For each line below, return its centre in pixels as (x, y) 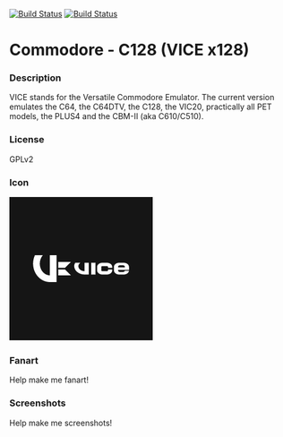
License (27, 140)
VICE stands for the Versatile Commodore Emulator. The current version (142, 98)
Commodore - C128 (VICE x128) (129, 50)
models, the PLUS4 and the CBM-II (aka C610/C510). (107, 116)
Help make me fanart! (49, 380)
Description (35, 78)
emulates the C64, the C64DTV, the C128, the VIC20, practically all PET (141, 107)
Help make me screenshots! (61, 423)
